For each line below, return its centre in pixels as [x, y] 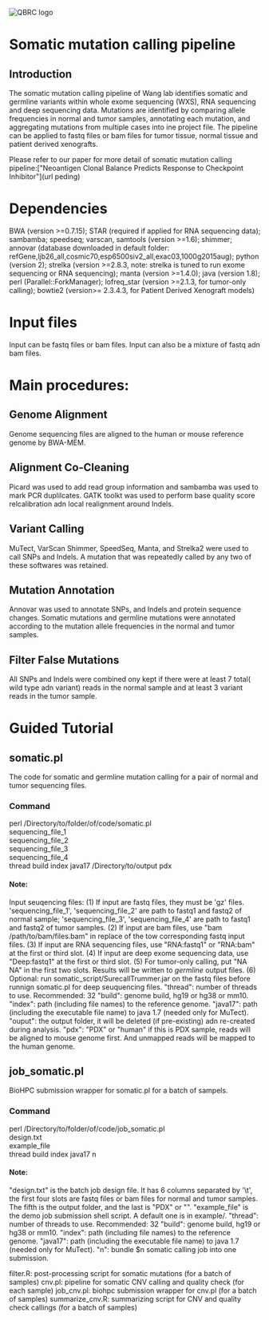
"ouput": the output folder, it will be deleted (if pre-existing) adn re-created [132, 1021]
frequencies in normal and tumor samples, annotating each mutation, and [130, 119]
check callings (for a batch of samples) [73, 1307]
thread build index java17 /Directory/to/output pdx [91, 866]
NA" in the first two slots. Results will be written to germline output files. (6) [133, 969]
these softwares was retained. [59, 565]
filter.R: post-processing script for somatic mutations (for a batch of [120, 1273]
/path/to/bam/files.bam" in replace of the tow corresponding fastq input [127, 936]
